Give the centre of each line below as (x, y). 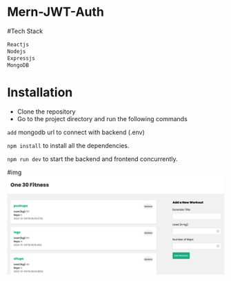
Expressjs (21, 58)
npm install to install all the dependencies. (68, 145)
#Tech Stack (25, 31)
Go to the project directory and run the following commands (102, 118)
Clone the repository (46, 112)
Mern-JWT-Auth (56, 12)
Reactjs (18, 44)
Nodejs (17, 51)
